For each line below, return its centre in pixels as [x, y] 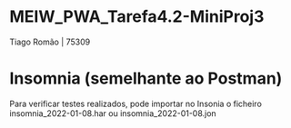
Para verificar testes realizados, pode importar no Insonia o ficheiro [135, 103]
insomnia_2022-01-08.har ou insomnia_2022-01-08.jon [113, 113]
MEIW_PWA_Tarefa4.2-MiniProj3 [137, 17]
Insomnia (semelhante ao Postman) [146, 79]
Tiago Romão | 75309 [50, 42]
